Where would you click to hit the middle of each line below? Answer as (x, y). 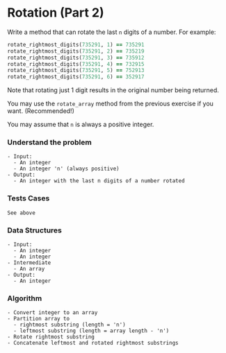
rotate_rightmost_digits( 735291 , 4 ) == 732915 (76, 64)
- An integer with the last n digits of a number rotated (99, 181)
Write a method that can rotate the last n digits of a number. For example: (112, 32)
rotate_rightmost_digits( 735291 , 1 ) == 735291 (76, 44)
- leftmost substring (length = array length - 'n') (91, 331)
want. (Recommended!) (41, 111)
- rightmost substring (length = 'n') (70, 325)
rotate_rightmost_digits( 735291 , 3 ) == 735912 (76, 58)
